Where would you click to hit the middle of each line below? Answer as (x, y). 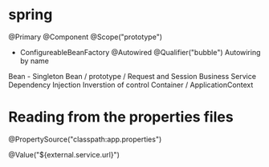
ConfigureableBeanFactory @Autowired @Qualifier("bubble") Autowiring (140, 52)
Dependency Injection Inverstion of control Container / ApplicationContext (131, 85)
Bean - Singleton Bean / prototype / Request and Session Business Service (132, 76)
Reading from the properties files (121, 117)
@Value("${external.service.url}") (64, 154)
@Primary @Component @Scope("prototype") (86, 37)
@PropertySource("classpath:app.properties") (85, 139)
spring (31, 15)
